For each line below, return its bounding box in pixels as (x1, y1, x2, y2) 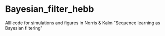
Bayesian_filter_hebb (5, 3, 94, 15)
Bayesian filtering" (5, 25, 43, 31)
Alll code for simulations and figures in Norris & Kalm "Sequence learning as (5, 20, 161, 26)
